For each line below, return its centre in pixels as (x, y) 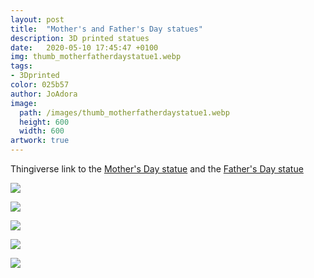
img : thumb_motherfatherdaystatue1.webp (96, 57)
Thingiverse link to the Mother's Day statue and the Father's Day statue (157, 169)
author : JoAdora (44, 94)
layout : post (37, 19)
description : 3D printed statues (80, 38)
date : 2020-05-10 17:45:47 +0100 (84, 47)
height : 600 (44, 122)
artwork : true (40, 141)
